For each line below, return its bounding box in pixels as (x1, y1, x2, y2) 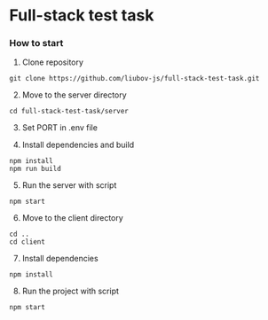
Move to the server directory (21, 90, 127, 100)
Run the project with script (21, 285, 120, 297)
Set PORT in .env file (21, 122, 98, 133)
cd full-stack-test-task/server (9, 107, 129, 116)
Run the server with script (21, 180, 117, 191)
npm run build (9, 165, 62, 174)
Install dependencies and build (21, 139, 135, 151)
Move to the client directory (21, 213, 124, 223)
